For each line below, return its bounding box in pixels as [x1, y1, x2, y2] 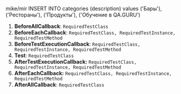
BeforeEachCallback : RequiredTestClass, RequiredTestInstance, [14, 29, 176, 36]
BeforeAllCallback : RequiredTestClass [14, 23, 108, 30]
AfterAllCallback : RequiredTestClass [14, 81, 105, 88]
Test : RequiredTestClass [14, 52, 74, 59]
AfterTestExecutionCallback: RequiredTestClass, [14, 59, 137, 65]
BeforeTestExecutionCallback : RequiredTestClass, [14, 41, 141, 47]
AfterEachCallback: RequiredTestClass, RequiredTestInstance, [14, 70, 172, 76]
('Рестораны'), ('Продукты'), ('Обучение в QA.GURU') [5, 11, 141, 18]
